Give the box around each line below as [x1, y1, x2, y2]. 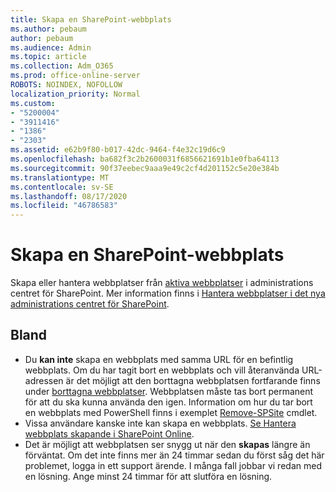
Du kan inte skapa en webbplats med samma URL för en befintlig [24, 353, 294, 365]
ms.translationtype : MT [10, 172, 110, 183]
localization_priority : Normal [10, 89, 141, 99]
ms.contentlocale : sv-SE [10, 182, 114, 192]
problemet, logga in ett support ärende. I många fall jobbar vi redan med [24, 459, 322, 471]
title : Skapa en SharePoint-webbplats [10, 14, 172, 25]
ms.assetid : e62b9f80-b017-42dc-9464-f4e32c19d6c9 [10, 145, 226, 155]
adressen [24, 374, 64, 386]
